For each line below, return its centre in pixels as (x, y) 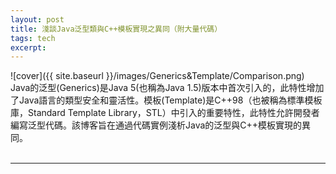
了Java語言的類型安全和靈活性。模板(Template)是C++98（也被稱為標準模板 (166, 100)
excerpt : (28, 47)
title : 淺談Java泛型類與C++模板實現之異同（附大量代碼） (116, 29)
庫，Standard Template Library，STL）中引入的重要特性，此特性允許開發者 (165, 113)
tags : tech (33, 38)
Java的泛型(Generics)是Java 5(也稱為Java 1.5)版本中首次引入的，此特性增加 (167, 88)
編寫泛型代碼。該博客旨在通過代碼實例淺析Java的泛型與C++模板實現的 (156, 125)
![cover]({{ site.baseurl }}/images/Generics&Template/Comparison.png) (157, 76)
